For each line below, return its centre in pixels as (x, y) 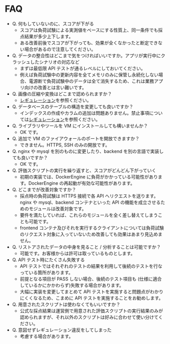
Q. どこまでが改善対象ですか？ (44, 189)
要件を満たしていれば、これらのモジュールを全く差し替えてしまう (89, 215)
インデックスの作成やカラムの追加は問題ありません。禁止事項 (84, 113)
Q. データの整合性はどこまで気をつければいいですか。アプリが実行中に (87, 55)
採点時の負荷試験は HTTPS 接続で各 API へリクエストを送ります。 (89, 196)
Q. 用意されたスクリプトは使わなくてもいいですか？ (66, 304)
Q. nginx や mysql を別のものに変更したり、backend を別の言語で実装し (88, 151)
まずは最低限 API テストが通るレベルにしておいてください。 (83, 68)
